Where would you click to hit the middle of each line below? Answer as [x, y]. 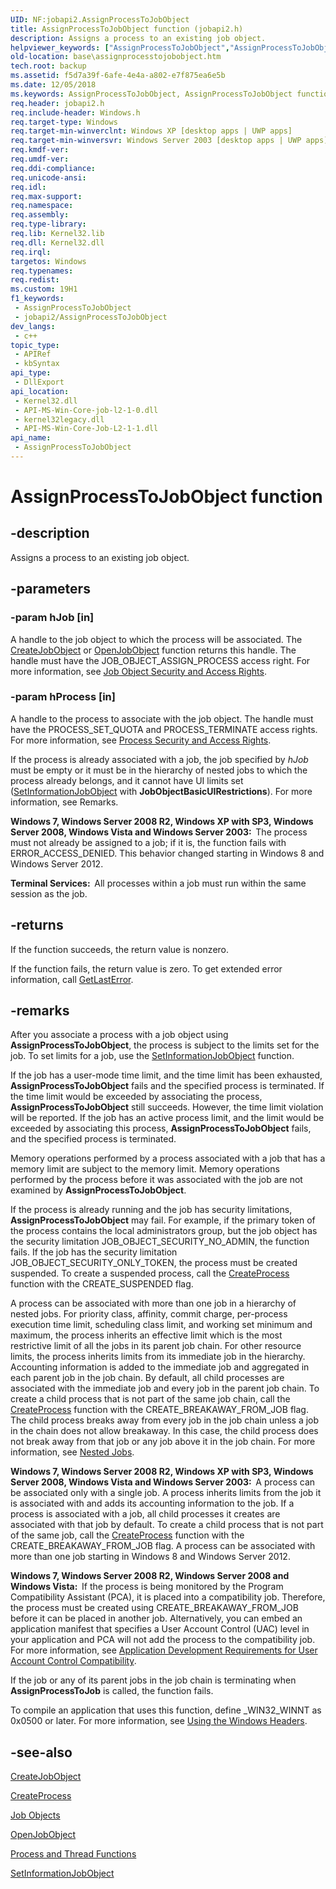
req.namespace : [42, 206]
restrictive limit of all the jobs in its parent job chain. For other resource [156, 1346]
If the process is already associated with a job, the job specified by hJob [159, 759]
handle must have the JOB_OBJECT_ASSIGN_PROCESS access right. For [160, 660]
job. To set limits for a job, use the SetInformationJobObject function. [152, 1056]
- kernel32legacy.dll [59, 419]
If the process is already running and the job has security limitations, [151, 1210]
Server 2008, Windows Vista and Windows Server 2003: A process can [163, 1482]
